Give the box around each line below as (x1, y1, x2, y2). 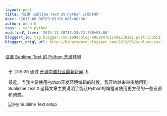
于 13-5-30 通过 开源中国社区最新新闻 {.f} (8, 69, 89, 74)
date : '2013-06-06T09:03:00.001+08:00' (5, 16, 88, 21)
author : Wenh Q (5, 21, 37, 26)
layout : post (5, 7, 32, 12)
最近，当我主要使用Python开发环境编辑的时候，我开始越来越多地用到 (8, 79, 148, 85)
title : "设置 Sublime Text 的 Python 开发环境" (5, 12, 100, 17)
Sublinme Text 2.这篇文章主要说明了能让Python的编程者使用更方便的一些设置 (8, 85, 163, 91)
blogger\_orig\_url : (5, 40, 48, 45)
